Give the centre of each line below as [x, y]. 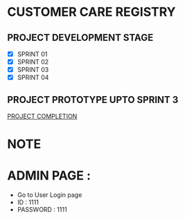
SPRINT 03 [33, 70]
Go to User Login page [50, 195]
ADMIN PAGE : [49, 176]
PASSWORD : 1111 [42, 210]
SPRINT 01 [32, 54]
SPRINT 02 [33, 62]
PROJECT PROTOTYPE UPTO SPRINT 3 [93, 100]
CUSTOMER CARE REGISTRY [91, 12]
